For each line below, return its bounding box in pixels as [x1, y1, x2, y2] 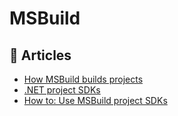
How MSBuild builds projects [23, 73, 144, 85]
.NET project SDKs [23, 84, 101, 96]
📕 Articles [9, 47, 72, 64]
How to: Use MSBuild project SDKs [23, 95, 168, 106]
